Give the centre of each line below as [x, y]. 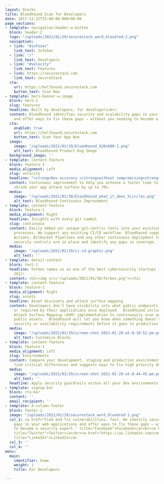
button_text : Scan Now [37, 92]
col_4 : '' [19, 447]
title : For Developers [37, 470]
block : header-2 [26, 32]
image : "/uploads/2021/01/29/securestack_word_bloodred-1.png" [75, 415]
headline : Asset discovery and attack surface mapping [66, 301]
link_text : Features [35, 69]
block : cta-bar [25, 392]
